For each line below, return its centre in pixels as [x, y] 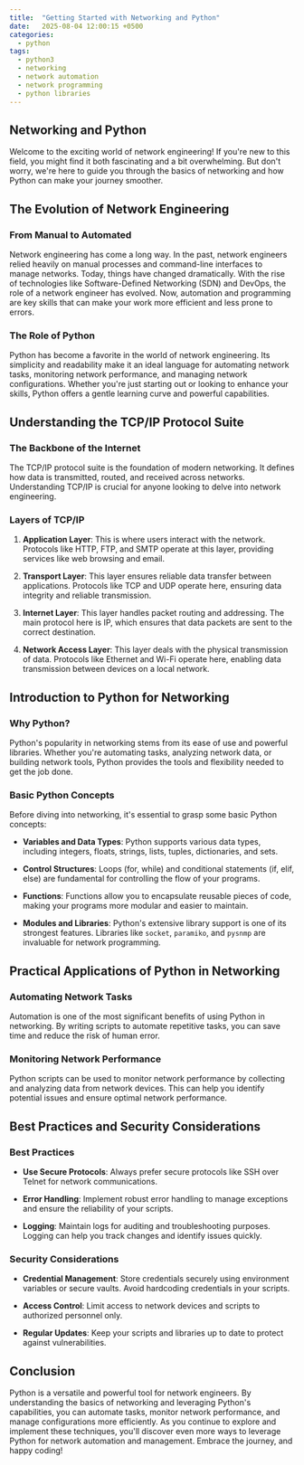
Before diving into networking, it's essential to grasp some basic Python [143, 815]
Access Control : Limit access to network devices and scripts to [141, 1306]
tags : [19, 52]
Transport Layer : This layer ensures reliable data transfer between [147, 576]
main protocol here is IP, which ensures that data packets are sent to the [157, 623]
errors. [22, 312]
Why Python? [40, 723]
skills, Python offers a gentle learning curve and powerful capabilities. [139, 393]
